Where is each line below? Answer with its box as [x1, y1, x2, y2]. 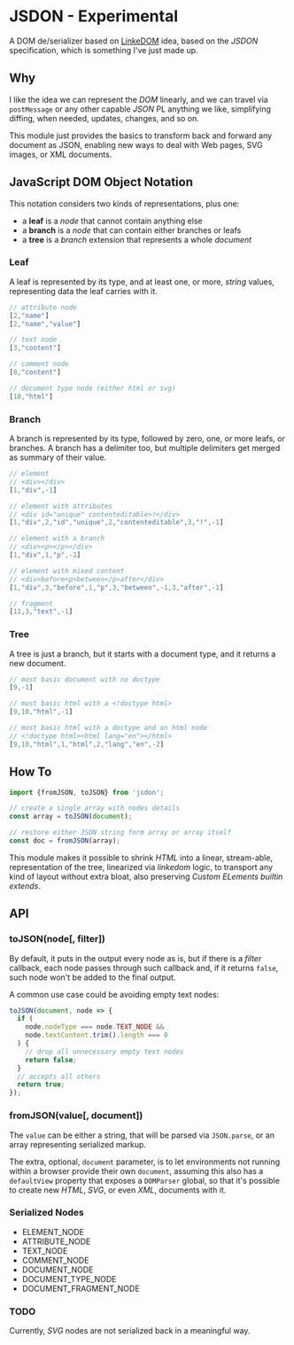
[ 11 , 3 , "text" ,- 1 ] [9, 607, 73, 617]
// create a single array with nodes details [9, 804, 180, 812]
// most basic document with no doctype [9, 675, 161, 684]
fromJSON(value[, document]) [9, 1109, 143, 1122]
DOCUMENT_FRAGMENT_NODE [21, 1283, 140, 1294]
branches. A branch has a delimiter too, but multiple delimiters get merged [9, 443, 281, 454]
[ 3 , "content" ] [9, 344, 62, 353]
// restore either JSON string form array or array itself [9, 828, 232, 837]
